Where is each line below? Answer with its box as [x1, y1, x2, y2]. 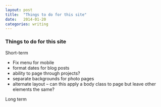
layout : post [5, 7, 33, 13]
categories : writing [5, 21, 49, 27]
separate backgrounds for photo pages [12, 75, 94, 81]
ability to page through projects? [12, 70, 81, 76]
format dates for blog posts [12, 65, 70, 71]
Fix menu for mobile [12, 59, 55, 66]
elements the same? [12, 86, 55, 92]
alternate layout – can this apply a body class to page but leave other [12, 81, 156, 87]
